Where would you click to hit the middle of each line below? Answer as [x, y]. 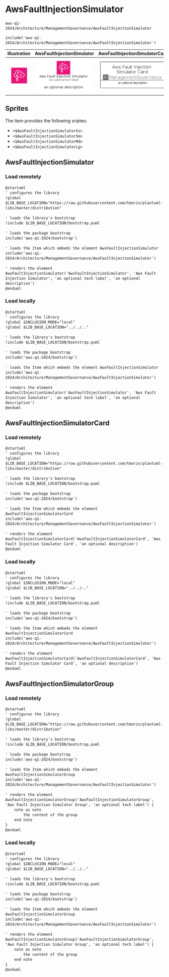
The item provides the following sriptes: [46, 121]
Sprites [17, 108]
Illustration [19, 53]
